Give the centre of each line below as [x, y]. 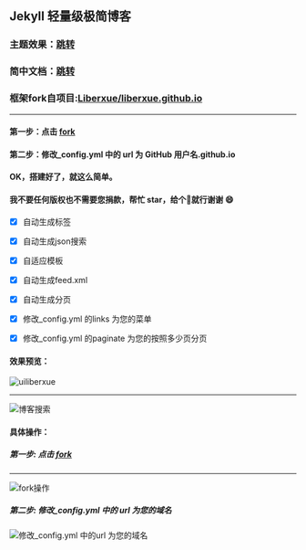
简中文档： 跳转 [42, 71]
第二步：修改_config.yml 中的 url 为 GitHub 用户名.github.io [122, 154]
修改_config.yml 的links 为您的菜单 [87, 319]
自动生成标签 [46, 221]
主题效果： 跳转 [42, 45]
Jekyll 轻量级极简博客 [71, 16]
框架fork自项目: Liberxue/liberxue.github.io [106, 99]
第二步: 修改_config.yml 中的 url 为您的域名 [91, 511]
